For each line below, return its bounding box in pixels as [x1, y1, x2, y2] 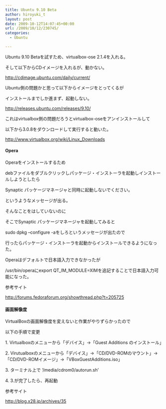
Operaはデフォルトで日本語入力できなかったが [5, 257, 101, 263]
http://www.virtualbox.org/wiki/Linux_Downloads [5, 136, 105, 142]
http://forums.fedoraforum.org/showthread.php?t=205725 [5, 294, 124, 300]
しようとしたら [9, 176, 40, 182]
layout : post [5, 16, 32, 21]
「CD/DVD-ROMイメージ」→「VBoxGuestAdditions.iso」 [5, 357, 123, 363]
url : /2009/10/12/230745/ [5, 26, 59, 31]
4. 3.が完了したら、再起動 [5, 378, 58, 384]
